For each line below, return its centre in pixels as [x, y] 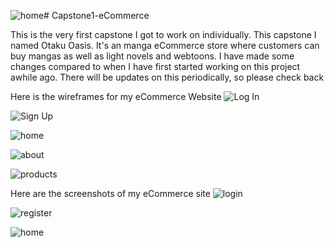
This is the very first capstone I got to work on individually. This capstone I [163, 34]
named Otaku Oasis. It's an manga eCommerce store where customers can [165, 45]
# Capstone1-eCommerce [96, 15]
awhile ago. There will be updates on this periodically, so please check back [167, 77]
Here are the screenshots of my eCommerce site [110, 193]
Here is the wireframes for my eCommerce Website [116, 96]
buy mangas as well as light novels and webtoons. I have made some [152, 56]
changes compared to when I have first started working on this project [155, 66]
